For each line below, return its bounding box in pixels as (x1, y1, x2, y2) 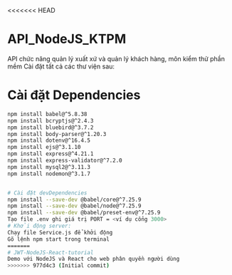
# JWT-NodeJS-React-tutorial (7, 249, 94, 256)
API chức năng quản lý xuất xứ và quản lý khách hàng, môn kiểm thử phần (7, 54, 226, 63)
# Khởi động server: (7, 222, 72, 229)
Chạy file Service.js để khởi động (7, 229, 113, 236)
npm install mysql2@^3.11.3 (7, 163, 91, 170)
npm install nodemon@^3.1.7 (7, 170, 91, 177)
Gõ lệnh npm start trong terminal (7, 235, 110, 243)
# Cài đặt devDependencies (7, 189, 88, 197)
